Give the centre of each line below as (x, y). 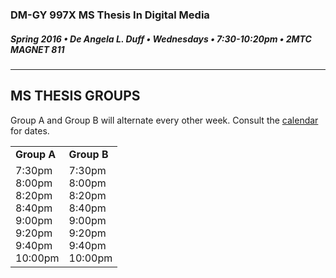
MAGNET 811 (37, 49)
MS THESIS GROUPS (75, 96)
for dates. (30, 130)
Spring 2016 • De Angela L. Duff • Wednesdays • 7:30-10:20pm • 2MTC (161, 39)
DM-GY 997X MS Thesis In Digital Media (110, 15)
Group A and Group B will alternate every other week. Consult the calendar (164, 120)
